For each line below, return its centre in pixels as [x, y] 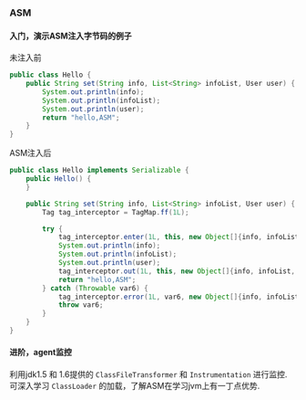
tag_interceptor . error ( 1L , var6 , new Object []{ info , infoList [178, 297]
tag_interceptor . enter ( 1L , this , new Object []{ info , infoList [178, 237]
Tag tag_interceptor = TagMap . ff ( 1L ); [116, 212]
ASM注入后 [31, 153]
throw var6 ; [81, 305]
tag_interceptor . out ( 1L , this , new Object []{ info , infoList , [177, 271]
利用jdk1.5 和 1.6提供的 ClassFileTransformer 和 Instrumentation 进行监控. [148, 374]
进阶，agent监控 [41, 353]
